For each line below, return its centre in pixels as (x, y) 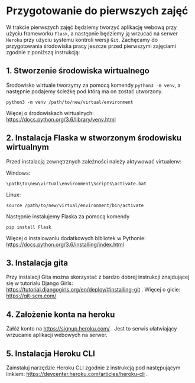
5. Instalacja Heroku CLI (51, 353)
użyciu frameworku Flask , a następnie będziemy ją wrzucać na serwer (92, 33)
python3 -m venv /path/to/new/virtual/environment (70, 102)
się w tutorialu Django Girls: (40, 283)
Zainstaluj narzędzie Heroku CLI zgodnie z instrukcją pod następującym (93, 368)
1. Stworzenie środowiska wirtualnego (78, 71)
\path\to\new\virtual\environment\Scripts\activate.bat (76, 184)
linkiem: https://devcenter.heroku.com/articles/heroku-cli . (77, 374)
